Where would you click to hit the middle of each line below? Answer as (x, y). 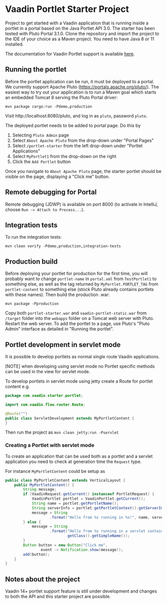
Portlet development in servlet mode (63, 345)
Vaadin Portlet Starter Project (67, 9)
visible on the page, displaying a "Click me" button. (58, 176)
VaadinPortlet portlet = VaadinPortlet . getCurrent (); (88, 499)
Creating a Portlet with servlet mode (50, 446)
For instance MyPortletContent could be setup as (55, 471)
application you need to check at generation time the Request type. (73, 461)
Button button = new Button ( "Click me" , (65, 545)
